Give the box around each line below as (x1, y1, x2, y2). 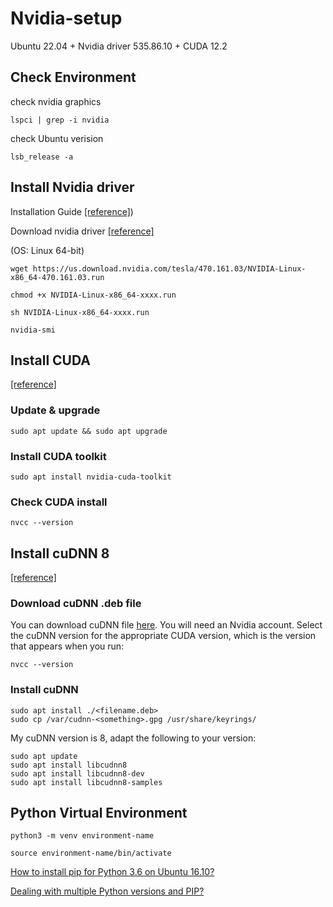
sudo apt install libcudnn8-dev (10, 768, 145, 779)
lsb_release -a (10, 152, 74, 162)
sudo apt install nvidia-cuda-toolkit (10, 472, 172, 482)
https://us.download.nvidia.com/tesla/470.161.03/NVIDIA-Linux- (32, 263, 307, 274)
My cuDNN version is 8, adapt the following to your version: (10, 732, 257, 744)
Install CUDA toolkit (10, 449, 107, 463)
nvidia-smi (10, 325, 56, 335)
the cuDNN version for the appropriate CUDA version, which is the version (10, 630, 317, 642)
